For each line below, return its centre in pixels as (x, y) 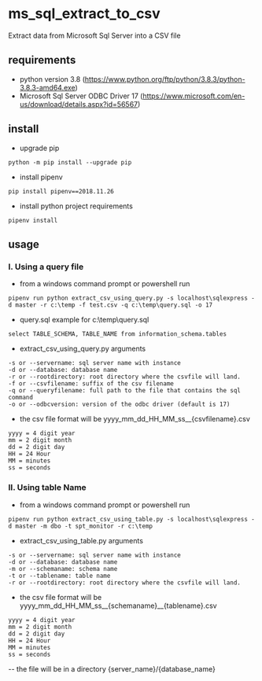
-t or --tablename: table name (59, 576)
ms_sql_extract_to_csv (85, 14)
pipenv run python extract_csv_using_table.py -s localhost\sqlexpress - (132, 519)
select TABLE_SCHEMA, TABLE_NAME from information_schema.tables (117, 334)
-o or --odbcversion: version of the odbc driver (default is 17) (119, 405)
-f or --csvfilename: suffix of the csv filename (91, 384)
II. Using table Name (47, 488)
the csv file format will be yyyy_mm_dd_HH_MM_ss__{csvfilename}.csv (135, 419)
